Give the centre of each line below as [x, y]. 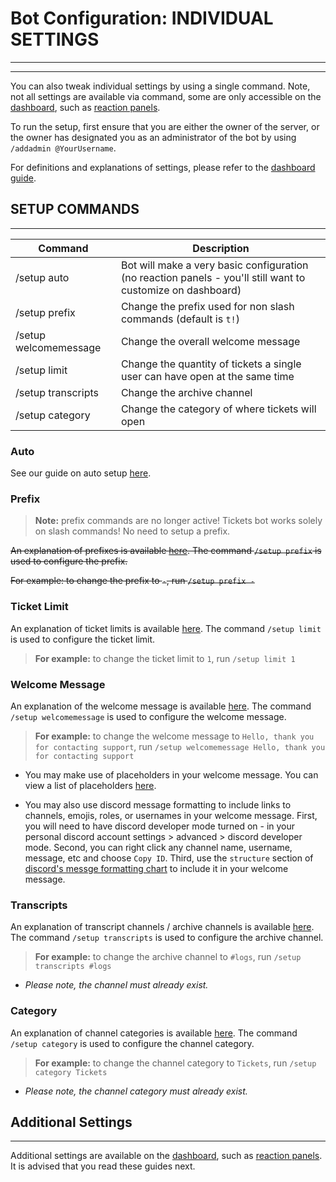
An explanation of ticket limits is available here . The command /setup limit [166, 628]
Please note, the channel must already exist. [116, 985]
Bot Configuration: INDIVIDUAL [142, 18]
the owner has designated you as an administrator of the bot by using [153, 137]
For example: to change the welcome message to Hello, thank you [174, 736]
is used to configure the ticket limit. [83, 639]
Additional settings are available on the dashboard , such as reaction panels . [166, 1156]
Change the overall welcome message [210, 341]
